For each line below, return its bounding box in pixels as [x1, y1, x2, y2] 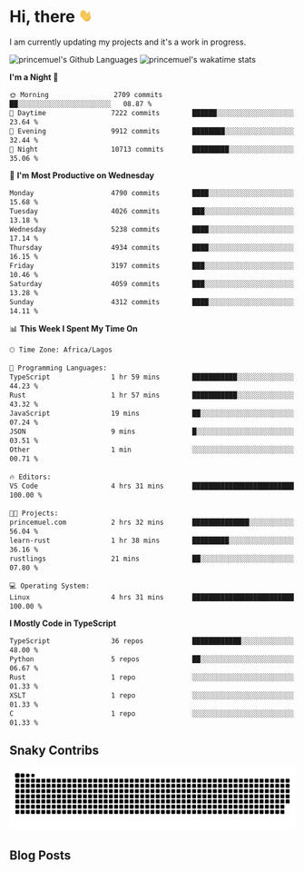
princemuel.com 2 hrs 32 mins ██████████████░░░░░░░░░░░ [9, 518, 295, 527]
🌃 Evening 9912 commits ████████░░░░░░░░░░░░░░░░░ [9, 126, 295, 135]
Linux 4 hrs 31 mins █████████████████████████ [9, 592, 295, 601]
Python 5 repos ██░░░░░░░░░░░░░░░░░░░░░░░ [9, 654, 295, 664]
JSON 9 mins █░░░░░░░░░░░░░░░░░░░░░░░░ [9, 427, 295, 436]
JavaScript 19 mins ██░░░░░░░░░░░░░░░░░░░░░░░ [9, 409, 295, 418]
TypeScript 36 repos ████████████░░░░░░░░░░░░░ [9, 636, 295, 646]
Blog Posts [9, 847, 72, 863]
